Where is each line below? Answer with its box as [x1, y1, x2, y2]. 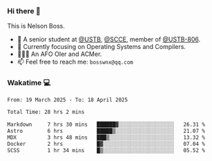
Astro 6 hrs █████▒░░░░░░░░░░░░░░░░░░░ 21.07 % [7, 128, 206, 135]
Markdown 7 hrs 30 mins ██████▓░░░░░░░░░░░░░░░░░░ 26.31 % [7, 121, 206, 129]
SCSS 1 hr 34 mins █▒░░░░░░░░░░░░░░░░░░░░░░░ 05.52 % [7, 146, 206, 154]
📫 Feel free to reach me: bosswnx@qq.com [17, 58, 133, 66]
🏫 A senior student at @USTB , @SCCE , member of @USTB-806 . [17, 35, 201, 44]
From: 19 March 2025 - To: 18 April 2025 [7, 96, 128, 103]
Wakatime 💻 [7, 78, 51, 88]
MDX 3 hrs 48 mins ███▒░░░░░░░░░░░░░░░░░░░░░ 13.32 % [7, 134, 206, 141]
